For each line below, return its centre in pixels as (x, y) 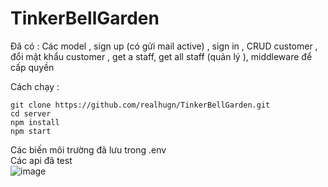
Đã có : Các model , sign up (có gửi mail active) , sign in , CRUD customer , (164, 46)
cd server (31, 113)
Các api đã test (41, 160)
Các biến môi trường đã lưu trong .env (88, 149)
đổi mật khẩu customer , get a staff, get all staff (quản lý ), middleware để (161, 56)
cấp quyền (32, 67)
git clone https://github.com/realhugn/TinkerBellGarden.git (140, 105)
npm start (31, 131)
